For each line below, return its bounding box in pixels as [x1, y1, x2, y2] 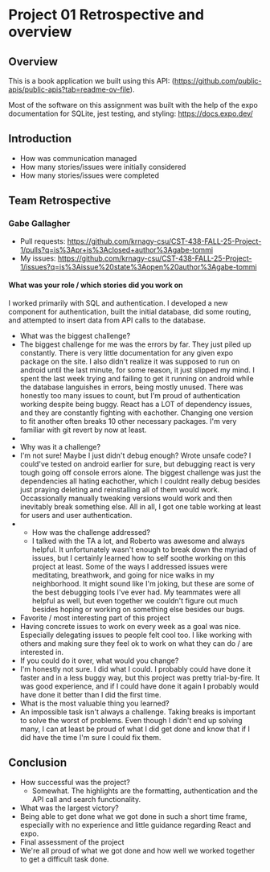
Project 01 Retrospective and [8, 6, 205, 24]
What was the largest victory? [19, 803, 119, 812]
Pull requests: [19, 236, 66, 246]
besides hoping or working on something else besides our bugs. [31, 604, 245, 614]
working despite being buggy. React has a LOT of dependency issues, [19, 399, 252, 409]
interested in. [19, 647, 64, 656]
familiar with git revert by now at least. [19, 425, 147, 434]
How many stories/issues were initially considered [19, 162, 186, 171]
